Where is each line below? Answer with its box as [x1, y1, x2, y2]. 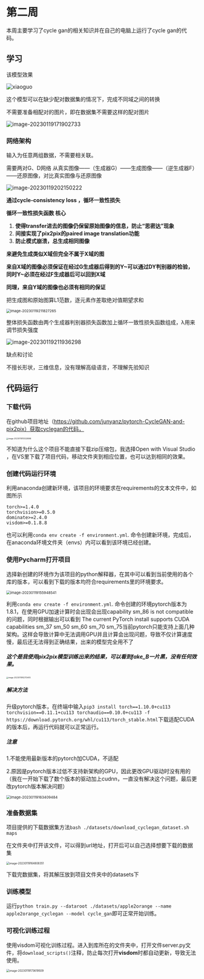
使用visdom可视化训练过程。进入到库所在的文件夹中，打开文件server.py [6, 941, 186, 949]
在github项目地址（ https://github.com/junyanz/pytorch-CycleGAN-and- [6, 417, 185, 425]
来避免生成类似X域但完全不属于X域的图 [6, 250, 105, 258]
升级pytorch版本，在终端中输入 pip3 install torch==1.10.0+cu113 [6, 702, 171, 710]
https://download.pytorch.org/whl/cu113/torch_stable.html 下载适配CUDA [6, 715, 195, 723]
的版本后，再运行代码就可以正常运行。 [6, 723, 102, 730]
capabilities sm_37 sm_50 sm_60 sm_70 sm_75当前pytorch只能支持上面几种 [6, 623, 195, 630]
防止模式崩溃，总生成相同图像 [15, 237, 90, 245]
